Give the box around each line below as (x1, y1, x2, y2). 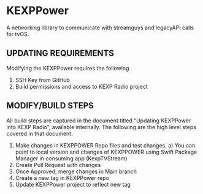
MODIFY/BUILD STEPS (6, 100, 94, 111)
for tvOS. (6, 30, 29, 37)
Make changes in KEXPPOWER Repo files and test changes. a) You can (15, 141, 196, 149)
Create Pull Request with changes (15, 161, 101, 168)
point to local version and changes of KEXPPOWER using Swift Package (15, 148, 197, 155)
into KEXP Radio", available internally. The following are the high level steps (6, 123, 196, 130)
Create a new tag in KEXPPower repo (15, 174, 109, 181)
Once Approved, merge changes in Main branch (15, 168, 137, 175)
